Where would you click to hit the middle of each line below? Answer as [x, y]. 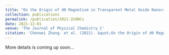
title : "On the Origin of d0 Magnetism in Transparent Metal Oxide [77, 10]
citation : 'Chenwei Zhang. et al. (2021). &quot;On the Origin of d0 [80, 33]
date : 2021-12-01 [23, 24]
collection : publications [32, 14]
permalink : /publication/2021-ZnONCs [45, 19]
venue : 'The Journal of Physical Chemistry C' [55, 28]
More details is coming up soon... [40, 47]
